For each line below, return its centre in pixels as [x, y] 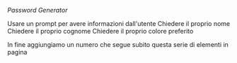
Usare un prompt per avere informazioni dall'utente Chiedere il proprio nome [119, 23]
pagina [17, 52]
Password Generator [38, 10]
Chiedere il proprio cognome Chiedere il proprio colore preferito [100, 31]
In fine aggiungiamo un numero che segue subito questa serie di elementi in [118, 44]
